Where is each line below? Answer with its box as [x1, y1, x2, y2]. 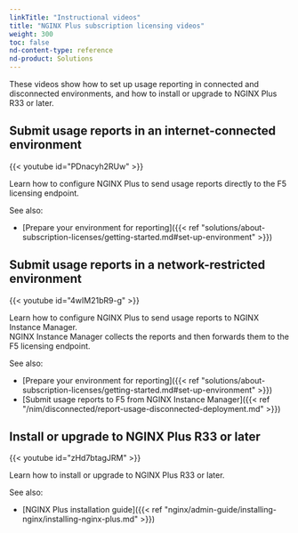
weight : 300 [9, 29, 53, 38]
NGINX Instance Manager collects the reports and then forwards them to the [9, 331, 289, 342]
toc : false [9, 37, 50, 47]
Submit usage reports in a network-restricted [9, 257, 265, 272]
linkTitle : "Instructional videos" [9, 12, 141, 22]
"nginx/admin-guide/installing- [164, 505, 278, 515]
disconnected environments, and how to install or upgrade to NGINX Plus [9, 88, 278, 99]
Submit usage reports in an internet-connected [9, 124, 276, 139]
